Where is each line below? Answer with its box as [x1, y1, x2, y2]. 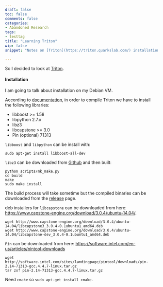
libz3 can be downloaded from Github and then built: [5, 159, 112, 165]
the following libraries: [5, 102, 49, 108]
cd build [5, 173, 23, 178]
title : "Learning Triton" [5, 39, 57, 44]
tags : [5, 30, 16, 35]
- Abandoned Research [5, 25, 49, 30]
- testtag [5, 35, 25, 39]
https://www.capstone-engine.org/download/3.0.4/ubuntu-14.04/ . [5, 210, 137, 215]
